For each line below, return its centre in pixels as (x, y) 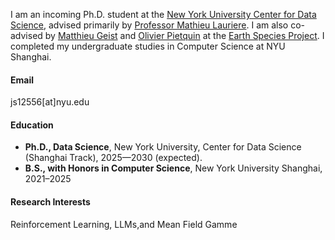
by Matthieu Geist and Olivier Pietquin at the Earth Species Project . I (184, 35)
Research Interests (50, 202)
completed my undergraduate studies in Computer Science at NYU (148, 46)
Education (32, 125)
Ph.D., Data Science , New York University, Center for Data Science (163, 147)
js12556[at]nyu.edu (50, 102)
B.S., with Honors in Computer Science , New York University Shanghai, (173, 168)
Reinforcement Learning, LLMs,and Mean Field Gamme (124, 224)
